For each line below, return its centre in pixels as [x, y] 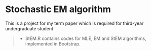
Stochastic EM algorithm [58, 9]
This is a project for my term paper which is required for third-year [74, 23]
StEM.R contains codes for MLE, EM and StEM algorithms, [86, 38]
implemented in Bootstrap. [53, 43]
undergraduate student [29, 28]
